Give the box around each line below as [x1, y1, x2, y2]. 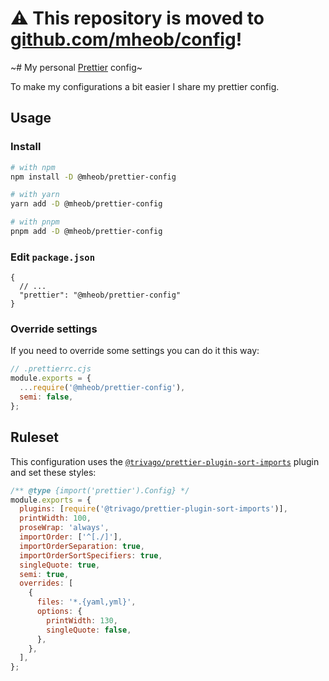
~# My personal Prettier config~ [10, 61, 143, 73]
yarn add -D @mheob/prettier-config [10, 199, 163, 209]
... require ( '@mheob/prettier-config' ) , [19, 383, 186, 393]
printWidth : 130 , [46, 615, 118, 626]
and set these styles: [10, 466, 97, 478]
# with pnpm [10, 217, 60, 227]
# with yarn [10, 190, 60, 200]
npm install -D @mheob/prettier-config [10, 172, 177, 182]
